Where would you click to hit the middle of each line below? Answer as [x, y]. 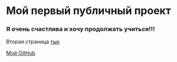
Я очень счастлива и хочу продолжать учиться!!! [81, 29]
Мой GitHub [21, 53]
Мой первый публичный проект [88, 11]
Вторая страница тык [33, 42]
